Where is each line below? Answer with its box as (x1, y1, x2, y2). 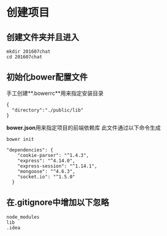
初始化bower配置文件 (6, 72, 88, 83)
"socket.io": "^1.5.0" (17, 173, 76, 180)
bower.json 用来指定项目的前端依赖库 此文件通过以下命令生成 (6, 124, 161, 131)
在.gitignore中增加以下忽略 (6, 197, 109, 208)
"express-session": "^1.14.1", (17, 163, 98, 169)
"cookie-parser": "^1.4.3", (17, 152, 89, 158)
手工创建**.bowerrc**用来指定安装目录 (6, 89, 104, 97)
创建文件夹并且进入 (6, 32, 79, 42)
